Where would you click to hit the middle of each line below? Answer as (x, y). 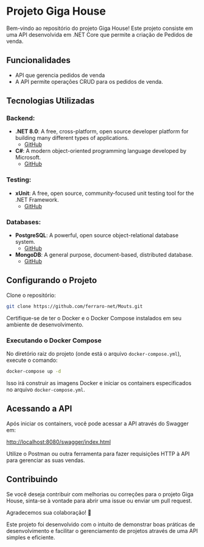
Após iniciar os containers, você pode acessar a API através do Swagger (97, 424)
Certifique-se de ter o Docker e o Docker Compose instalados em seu (94, 318)
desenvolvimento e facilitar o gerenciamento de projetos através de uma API (102, 530)
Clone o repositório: (31, 295)
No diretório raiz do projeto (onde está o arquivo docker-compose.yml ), (94, 354)
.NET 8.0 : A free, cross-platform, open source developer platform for (102, 131)
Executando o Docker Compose (54, 340)
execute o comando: (32, 360)
